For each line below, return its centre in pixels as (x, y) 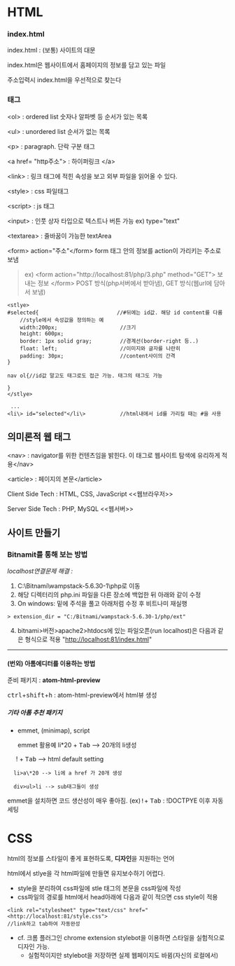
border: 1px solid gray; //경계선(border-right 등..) (109, 341)
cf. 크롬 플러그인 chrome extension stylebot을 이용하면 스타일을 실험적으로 (121, 938)
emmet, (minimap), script (54, 730)
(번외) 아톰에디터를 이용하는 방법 (51, 663)
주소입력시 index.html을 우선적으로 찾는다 (64, 80)
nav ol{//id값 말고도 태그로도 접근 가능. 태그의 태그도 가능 (85, 376)
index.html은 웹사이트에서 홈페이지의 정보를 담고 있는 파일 (87, 65)
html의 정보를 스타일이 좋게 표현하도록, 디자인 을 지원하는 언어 (91, 859)
